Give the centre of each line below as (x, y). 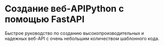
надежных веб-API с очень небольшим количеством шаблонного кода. (82, 38)
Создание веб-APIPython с (65, 9)
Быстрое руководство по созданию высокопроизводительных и (74, 33)
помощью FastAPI (45, 19)
